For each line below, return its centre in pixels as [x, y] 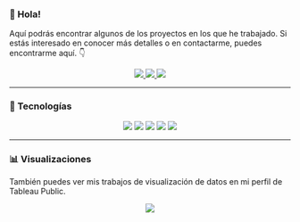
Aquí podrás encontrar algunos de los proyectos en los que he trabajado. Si [148, 34]
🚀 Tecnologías [41, 106]
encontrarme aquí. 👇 [47, 53]
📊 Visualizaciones [50, 159]
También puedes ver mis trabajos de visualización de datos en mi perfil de [146, 181]
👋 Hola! [25, 14]
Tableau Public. [37, 191]
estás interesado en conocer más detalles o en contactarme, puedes [136, 43]
